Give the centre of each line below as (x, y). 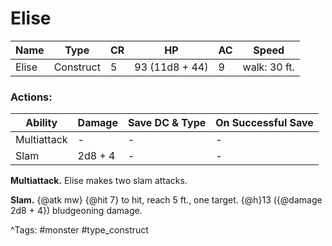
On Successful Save (264, 123)
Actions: (31, 97)
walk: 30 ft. (268, 67)
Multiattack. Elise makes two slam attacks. (99, 181)
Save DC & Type (167, 123)
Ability (41, 123)
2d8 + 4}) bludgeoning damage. (76, 211)
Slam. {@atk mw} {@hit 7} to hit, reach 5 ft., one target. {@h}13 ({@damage (166, 200)
